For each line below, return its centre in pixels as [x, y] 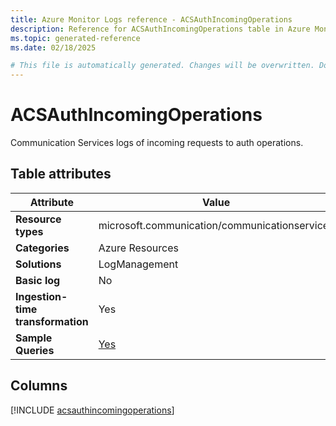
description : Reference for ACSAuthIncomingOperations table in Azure [160, 29]
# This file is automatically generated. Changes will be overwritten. [162, 66]
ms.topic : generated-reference [75, 38]
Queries [35, 350]
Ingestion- [41, 296]
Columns [39, 386]
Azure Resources [138, 248]
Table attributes [61, 174]
